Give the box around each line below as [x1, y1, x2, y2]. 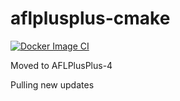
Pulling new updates [10, 78, 95, 91]
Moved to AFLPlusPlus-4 [10, 59, 113, 71]
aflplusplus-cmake [10, 7, 171, 30]
